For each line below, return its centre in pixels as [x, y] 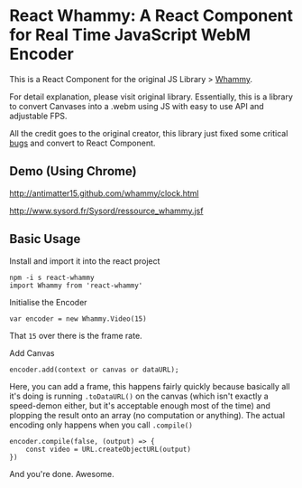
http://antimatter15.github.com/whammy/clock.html [104, 193]
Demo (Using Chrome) [73, 171]
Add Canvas [32, 352]
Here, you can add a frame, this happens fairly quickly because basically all [150, 386]
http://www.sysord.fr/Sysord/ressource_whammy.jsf [106, 211]
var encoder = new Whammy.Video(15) [78, 319]
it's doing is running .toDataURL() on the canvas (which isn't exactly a [139, 396]
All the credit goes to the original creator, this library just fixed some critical [149, 133]
